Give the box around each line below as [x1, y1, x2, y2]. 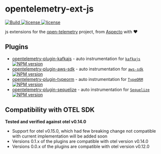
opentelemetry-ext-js [5, 3, 94, 15]
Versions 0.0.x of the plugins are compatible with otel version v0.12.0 [12, 143, 150, 149]
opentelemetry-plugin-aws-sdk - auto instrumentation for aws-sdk [12, 66, 144, 72]
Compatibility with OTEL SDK [5, 106, 95, 114]
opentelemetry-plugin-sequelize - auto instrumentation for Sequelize [12, 86, 150, 92]
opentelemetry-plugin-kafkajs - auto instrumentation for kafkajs [12, 56, 141, 62]
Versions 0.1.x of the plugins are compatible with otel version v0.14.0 [12, 138, 149, 144]
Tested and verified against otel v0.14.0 [5, 119, 86, 124]
